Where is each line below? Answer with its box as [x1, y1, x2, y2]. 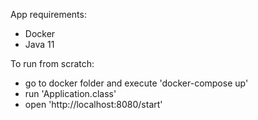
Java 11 [24, 39, 55, 50]
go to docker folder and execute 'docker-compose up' [24, 77, 249, 89]
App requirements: [10, 9, 87, 20]
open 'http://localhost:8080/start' [24, 99, 163, 110]
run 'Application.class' [24, 88, 117, 99]
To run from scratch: [10, 58, 95, 69]
